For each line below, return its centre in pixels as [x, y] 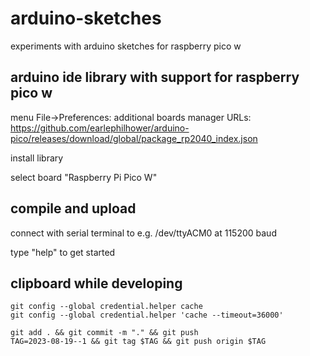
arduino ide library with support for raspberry [155, 77]
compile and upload [73, 208]
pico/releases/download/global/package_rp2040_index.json [134, 138]
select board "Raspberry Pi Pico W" [84, 177]
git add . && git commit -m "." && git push [104, 333]
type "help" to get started [63, 252]
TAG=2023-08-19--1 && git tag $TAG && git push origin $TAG [138, 342]
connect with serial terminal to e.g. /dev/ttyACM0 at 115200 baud [143, 233]
